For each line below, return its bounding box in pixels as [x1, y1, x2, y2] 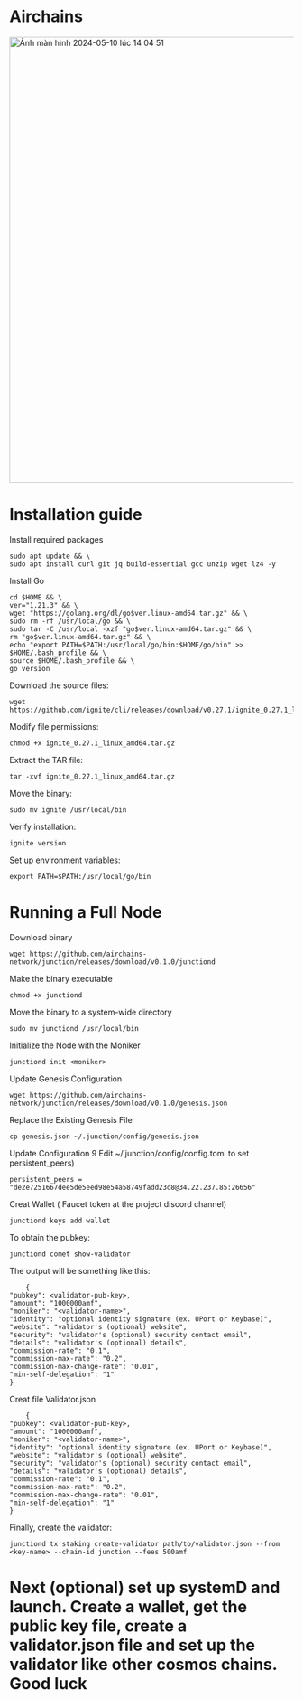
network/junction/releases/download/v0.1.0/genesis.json [9, 1099, 228, 1108]
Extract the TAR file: [9, 754, 84, 765]
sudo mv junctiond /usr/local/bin [9, 1024, 140, 1033]
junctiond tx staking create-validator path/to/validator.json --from [9, 1539, 280, 1548]
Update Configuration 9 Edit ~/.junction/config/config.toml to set [9, 1147, 250, 1158]
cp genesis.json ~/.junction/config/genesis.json [9, 1132, 200, 1141]
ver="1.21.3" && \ [9, 600, 78, 609]
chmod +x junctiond [9, 990, 83, 1000]
